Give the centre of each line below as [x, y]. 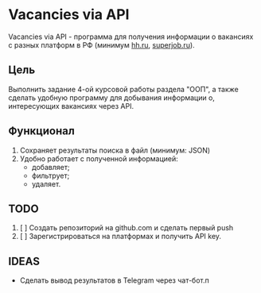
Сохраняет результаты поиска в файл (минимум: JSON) [115, 150]
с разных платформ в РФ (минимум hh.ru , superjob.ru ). [101, 44]
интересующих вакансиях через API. [71, 106]
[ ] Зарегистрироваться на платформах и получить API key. [120, 237]
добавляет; [51, 167]
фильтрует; [51, 175]
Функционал [42, 131]
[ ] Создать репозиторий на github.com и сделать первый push [127, 228]
